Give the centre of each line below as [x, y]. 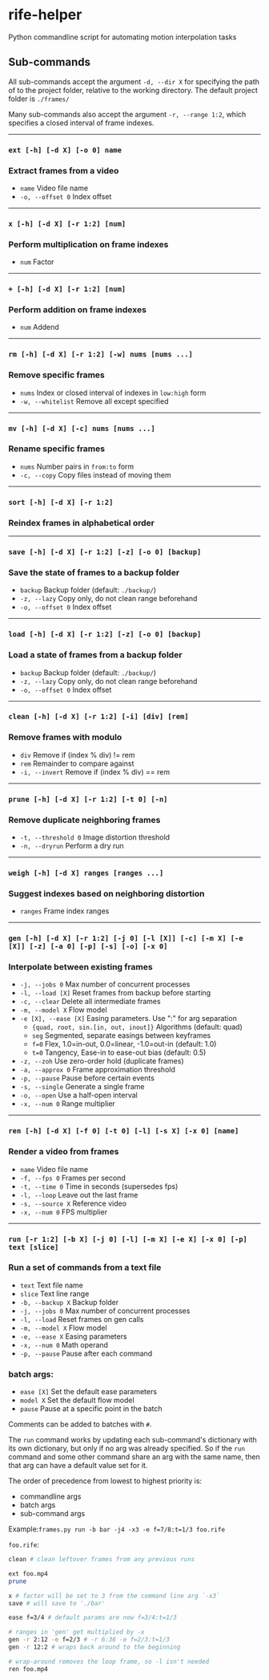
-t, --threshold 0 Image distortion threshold [95, 837]
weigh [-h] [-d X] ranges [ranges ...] [86, 873]
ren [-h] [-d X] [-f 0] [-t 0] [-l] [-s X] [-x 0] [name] [124, 1131]
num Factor [37, 262]
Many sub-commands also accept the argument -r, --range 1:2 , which [127, 114]
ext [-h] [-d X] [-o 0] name [65, 150]
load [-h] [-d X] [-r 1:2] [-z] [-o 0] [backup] [105, 635]
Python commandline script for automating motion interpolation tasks [122, 37]
